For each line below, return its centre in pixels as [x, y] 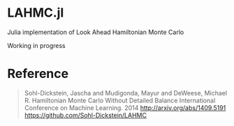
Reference [38, 74]
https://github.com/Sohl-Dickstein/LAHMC [85, 115]
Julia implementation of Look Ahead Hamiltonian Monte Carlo [96, 32]
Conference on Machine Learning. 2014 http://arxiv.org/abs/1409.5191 [125, 108]
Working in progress [37, 45]
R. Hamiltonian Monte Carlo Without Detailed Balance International [120, 100]
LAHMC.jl [36, 13]
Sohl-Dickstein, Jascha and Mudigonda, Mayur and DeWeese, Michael [126, 93]
